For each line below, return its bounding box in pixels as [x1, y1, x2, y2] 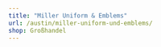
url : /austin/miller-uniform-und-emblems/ [8, 19, 153, 27]
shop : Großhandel [8, 26, 67, 34]
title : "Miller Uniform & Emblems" [8, 11, 128, 20]
